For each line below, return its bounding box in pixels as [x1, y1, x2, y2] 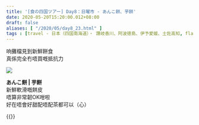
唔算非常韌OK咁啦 [6, 94, 50, 101]
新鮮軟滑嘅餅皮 [6, 86, 43, 94]
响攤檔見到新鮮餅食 [6, 48, 53, 55]
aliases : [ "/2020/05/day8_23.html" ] [6, 25, 102, 31]
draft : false [6, 20, 39, 25]
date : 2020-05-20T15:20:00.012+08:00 [6, 14, 100, 20]
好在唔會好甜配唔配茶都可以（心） [6, 101, 90, 108]
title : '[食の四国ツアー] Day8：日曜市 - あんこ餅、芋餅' [6, 8, 137, 15]
